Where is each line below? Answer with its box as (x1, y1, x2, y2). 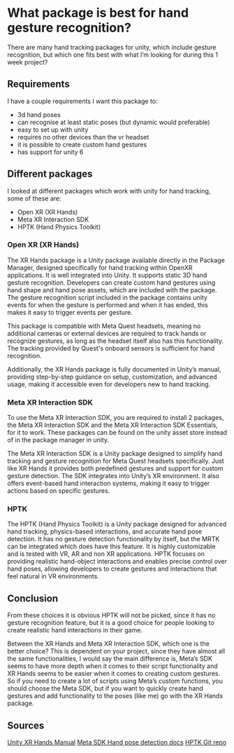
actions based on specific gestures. (7, 487, 110, 495)
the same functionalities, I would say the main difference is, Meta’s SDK (7, 654, 213, 663)
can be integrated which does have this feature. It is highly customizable (7, 542, 216, 551)
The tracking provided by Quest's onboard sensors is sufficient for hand (7, 344, 215, 352)
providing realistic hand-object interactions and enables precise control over (7, 557, 228, 566)
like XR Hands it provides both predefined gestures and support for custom (7, 464, 224, 473)
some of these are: (7, 194, 61, 203)
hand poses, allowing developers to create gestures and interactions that (7, 564, 217, 573)
